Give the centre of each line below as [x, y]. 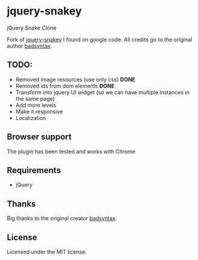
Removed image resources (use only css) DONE [75, 79]
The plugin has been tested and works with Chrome [71, 151]
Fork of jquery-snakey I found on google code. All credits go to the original [100, 39]
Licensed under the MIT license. [47, 252]
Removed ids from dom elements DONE [65, 86]
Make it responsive [39, 111]
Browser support [39, 137]
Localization [31, 118]
